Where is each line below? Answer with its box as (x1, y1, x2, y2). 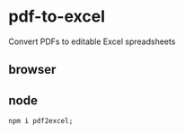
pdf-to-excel (8, 6, 105, 27)
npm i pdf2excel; (8, 117, 74, 126)
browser (8, 62, 57, 77)
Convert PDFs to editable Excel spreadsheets (8, 36, 176, 47)
